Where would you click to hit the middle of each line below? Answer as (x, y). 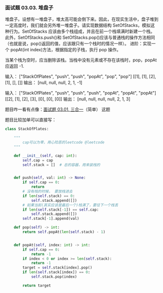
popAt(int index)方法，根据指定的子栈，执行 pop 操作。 (66, 50)
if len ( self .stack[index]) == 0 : (56, 272)
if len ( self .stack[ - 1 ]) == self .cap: (61, 210)
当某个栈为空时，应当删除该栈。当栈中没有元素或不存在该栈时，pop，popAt (81, 60)
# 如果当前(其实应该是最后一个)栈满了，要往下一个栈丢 (70, 205)
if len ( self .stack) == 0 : (49, 196)
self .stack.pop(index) (54, 277)
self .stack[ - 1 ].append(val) (51, 219)
